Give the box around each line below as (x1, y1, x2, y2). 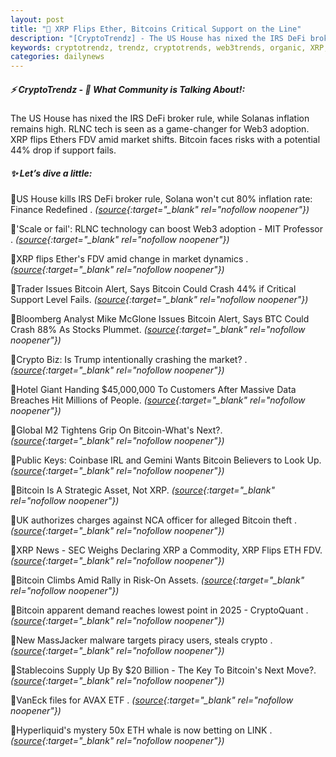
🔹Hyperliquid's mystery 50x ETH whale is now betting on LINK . (10, 724, 273, 736)
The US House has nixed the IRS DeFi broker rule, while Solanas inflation (10, 112, 310, 125)
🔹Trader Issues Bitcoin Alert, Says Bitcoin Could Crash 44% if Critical (10, 283, 297, 295)
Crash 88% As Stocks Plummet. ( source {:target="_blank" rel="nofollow (10, 324, 306, 336)
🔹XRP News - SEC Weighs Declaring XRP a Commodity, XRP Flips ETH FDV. (10, 544, 323, 556)
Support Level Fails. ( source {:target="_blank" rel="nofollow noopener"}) (10, 294, 309, 306)
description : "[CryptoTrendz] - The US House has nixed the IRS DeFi (10, 33, 307, 43)
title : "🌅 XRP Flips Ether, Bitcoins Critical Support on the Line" (10, 24, 302, 34)
